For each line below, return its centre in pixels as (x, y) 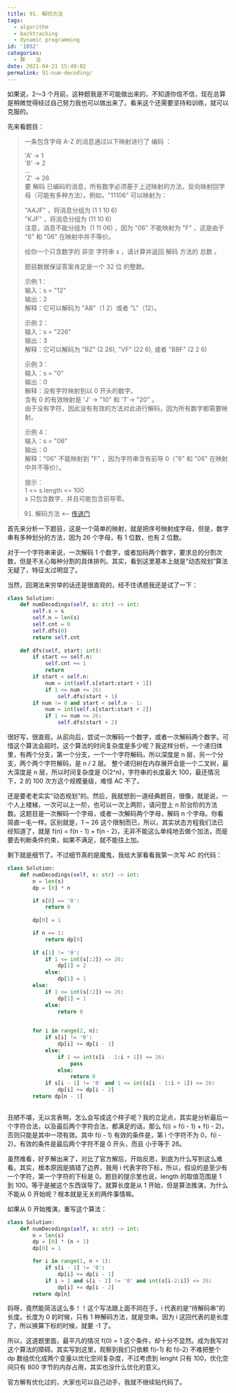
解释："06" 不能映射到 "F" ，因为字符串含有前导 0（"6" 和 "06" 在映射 (126, 458)
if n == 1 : (48, 933)
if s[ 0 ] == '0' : (56, 900)
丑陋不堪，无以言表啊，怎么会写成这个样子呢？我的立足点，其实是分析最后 (115, 1117)
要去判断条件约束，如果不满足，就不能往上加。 (75, 840)
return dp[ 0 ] (64, 939)
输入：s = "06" (46, 440)
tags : (15, 20)
